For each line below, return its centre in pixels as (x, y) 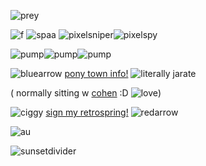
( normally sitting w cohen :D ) (86, 93)
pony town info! (96, 73)
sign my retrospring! (87, 112)
